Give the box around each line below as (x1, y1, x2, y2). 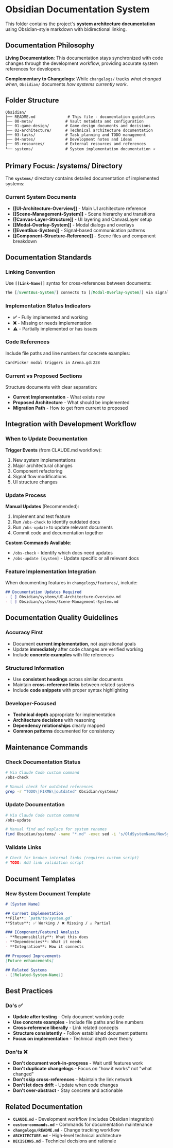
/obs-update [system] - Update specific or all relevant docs (12, 555, 139, 561)
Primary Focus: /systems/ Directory (5, 161, 123, 170)
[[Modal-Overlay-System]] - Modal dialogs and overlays (12, 221, 134, 228)
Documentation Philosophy (5, 41, 95, 50)
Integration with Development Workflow (5, 420, 136, 428)
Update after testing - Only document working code (12, 1014, 125, 1020)
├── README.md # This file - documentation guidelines (5, 114, 155, 119)
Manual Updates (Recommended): (5, 503, 79, 509)
